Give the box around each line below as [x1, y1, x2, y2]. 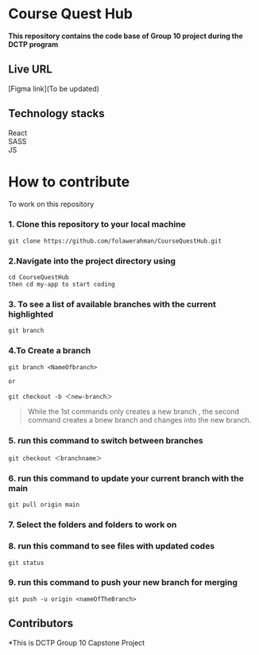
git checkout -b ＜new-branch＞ [8, 392, 113, 400]
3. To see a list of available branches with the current [8, 299, 216, 310]
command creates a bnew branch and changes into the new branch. [27, 415, 252, 424]
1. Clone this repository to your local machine [8, 219, 187, 230]
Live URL [8, 63, 53, 76]
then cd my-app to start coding [8, 280, 115, 289]
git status [8, 559, 44, 567]
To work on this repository [8, 199, 95, 209]
